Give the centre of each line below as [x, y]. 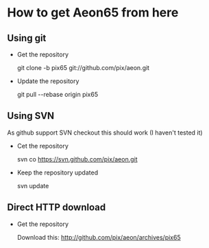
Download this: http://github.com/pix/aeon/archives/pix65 [99, 237]
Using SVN [31, 116]
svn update [33, 185]
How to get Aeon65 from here [93, 13]
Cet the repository [42, 146]
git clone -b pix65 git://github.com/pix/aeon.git [83, 68]
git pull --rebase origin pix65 [57, 94]
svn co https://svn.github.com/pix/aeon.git [77, 159]
